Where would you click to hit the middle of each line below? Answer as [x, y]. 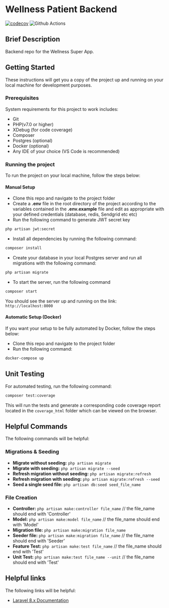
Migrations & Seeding [32, 452]
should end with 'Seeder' [39, 541]
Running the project [30, 164]
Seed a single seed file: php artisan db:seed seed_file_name [77, 484]
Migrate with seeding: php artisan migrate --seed [66, 468]
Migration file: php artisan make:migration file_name [69, 530]
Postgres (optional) [32, 140]
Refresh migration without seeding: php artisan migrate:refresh [82, 473]
